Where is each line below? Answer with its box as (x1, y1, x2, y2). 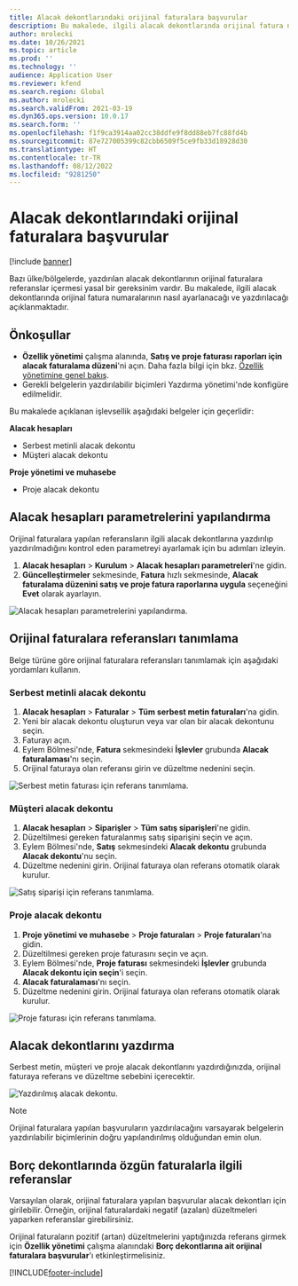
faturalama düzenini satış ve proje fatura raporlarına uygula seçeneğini (21, 579, 288, 589)
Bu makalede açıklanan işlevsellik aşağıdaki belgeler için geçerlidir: (9, 406, 255, 416)
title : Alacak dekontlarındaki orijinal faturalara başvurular (9, 12, 248, 22)
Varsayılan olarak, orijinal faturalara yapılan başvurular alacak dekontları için (9, 1195, 286, 1206)
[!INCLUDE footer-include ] (9, 1267, 104, 1278)
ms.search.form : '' (9, 121, 82, 130)
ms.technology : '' (9, 63, 77, 72)
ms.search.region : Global (9, 87, 105, 96)
